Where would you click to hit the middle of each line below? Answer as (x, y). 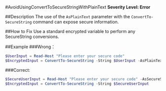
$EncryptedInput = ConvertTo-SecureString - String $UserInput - (73, 61)
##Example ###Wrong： (30, 47)
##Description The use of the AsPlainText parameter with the (68, 16)
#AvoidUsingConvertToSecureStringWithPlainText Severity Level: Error (78, 7)
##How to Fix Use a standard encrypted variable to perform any (70, 31)
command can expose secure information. (76, 22)
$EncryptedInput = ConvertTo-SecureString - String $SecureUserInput (77, 84)
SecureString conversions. (32, 37)
